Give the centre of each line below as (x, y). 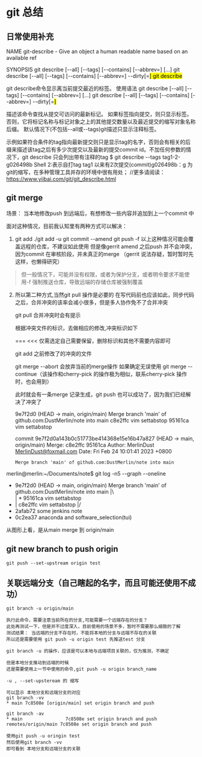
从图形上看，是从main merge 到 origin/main (60, 529)
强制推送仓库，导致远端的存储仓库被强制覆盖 (87, 282)
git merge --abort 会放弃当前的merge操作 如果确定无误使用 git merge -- (104, 366)
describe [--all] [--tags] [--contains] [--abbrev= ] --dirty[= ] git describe (94, 76)
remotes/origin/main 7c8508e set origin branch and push (79, 724)
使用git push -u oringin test (43, 736)
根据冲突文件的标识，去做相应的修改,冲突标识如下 (76, 328)
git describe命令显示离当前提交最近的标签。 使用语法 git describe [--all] (95, 88)
